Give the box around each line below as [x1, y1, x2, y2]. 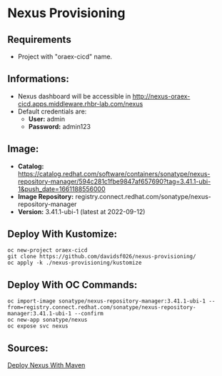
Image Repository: [17, 192, 74, 200]
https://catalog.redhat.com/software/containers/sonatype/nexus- [17, 169, 211, 178]
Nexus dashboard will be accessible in [17, 91, 131, 101]
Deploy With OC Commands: [7, 278, 138, 290]
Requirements [7, 34, 71, 46]
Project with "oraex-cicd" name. [17, 52, 113, 61]
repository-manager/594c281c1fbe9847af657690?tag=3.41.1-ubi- [17, 177, 211, 186]
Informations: [7, 73, 69, 85]
